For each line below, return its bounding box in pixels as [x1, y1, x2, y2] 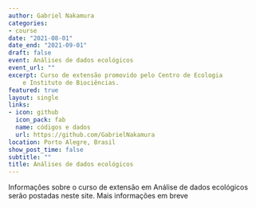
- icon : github [8, 109, 59, 117]
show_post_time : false [8, 146, 84, 154]
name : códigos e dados [15, 123, 91, 131]
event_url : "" [8, 64, 56, 72]
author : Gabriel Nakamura [8, 11, 94, 20]
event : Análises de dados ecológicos [8, 57, 134, 65]
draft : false [8, 49, 52, 57]
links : [8, 101, 30, 109]
